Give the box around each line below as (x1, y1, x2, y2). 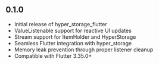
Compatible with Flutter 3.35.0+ (14, 52, 92, 59)
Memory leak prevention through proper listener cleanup (14, 46, 154, 53)
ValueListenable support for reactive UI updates (14, 27, 132, 34)
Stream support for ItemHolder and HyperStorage (14, 33, 136, 41)
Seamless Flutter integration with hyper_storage (14, 39, 132, 47)
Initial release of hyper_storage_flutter (14, 20, 108, 27)
